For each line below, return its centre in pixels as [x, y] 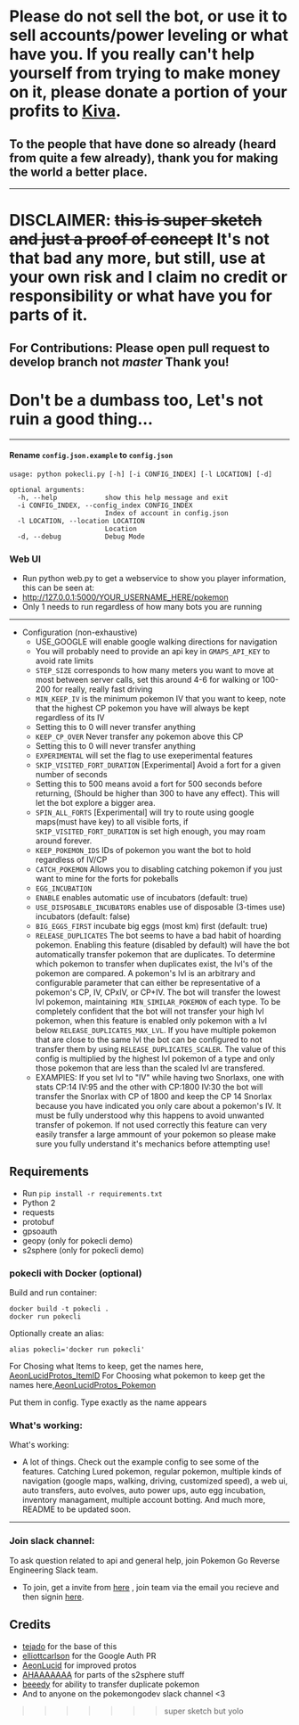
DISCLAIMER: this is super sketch [136, 221]
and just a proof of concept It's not [139, 239]
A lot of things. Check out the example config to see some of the [141, 1462]
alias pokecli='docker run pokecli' [77, 1350]
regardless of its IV [70, 718]
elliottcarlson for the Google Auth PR [89, 1655]
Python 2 [39, 1203]
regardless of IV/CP [71, 860]
